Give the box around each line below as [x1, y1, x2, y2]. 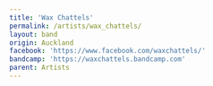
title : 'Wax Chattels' [9, 13, 94, 22]
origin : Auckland [9, 38, 74, 47]
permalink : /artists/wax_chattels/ [9, 21, 142, 30]
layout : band [9, 30, 58, 39]
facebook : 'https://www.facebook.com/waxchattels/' [9, 47, 206, 56]
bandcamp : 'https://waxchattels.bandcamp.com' [9, 55, 186, 64]
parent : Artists [9, 64, 70, 73]
